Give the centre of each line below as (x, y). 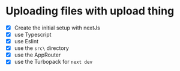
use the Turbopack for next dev (53, 62)
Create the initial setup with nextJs (57, 28)
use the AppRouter (37, 55)
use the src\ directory (42, 48)
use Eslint (26, 42)
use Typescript (33, 35)
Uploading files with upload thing (90, 11)
